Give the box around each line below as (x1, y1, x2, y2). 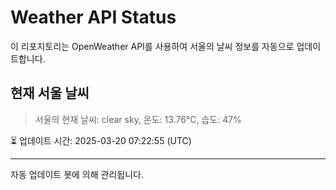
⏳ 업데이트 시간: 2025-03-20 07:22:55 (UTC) (10, 134, 192, 146)
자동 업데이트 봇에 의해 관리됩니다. (10, 168, 144, 180)
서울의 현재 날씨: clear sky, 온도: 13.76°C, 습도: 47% (34, 113, 242, 125)
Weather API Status (10, 6, 177, 29)
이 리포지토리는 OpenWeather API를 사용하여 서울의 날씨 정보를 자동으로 (10, 40, 295, 52)
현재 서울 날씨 (10, 85, 90, 102)
